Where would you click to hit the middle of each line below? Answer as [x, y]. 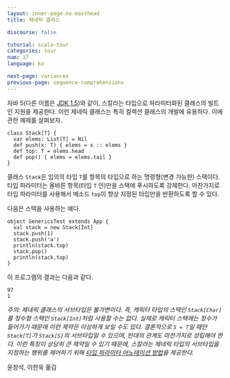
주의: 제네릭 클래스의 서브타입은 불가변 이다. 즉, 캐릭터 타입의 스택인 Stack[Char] [114, 309]
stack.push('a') [36, 239]
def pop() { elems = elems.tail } [62, 157]
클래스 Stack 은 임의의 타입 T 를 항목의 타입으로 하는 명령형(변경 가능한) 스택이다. [114, 176]
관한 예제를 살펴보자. [35, 120]
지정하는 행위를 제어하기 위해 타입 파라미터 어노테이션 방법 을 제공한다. [101, 352]
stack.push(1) [33, 233]
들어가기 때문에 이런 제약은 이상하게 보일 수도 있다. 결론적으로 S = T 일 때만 [107, 327]
